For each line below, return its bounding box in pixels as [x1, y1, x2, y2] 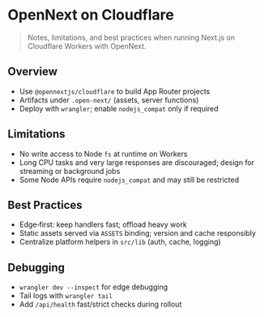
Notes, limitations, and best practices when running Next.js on [27, 33, 236, 42]
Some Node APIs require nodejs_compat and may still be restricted [19, 175, 240, 185]
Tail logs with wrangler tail [19, 291, 113, 301]
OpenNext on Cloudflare [7, 6, 175, 24]
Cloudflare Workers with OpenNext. [27, 41, 147, 50]
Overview [7, 65, 58, 79]
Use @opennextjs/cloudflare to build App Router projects [19, 86, 211, 96]
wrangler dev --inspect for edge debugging [19, 282, 168, 292]
